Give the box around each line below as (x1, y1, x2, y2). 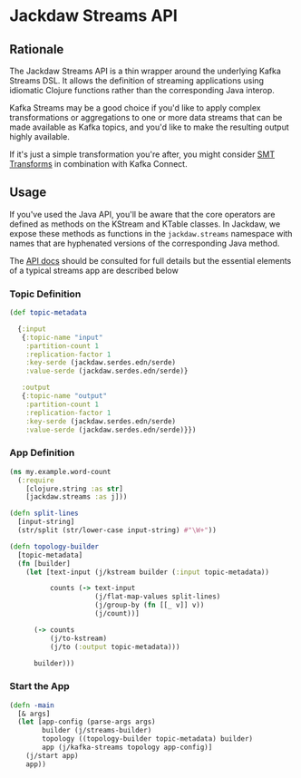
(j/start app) (25, 751, 79, 760)
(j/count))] (94, 609, 141, 618)
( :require (17, 475, 54, 485)
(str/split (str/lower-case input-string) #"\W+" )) (17, 526, 218, 535)
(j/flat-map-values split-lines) (94, 592, 221, 601)
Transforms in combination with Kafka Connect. (9, 159, 188, 169)
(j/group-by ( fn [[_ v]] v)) (94, 600, 205, 610)
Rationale (9, 42, 64, 57)
